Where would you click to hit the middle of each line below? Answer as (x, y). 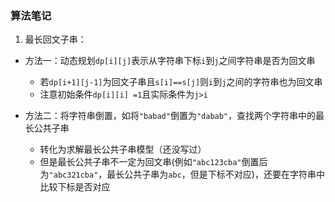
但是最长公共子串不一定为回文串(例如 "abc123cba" (140, 162)
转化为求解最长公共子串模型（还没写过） (123, 149)
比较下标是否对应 (75, 187)
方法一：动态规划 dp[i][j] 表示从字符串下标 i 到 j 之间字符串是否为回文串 (170, 61)
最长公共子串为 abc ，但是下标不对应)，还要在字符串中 (215, 174)
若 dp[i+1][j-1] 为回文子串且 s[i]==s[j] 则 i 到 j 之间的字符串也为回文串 (181, 82)
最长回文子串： (55, 39)
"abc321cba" (73, 175)
